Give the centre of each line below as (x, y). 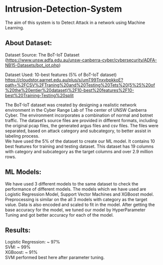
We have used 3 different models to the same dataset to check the (72, 183)
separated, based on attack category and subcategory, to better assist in (78, 131)
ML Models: (23, 172)
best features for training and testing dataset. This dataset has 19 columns (80, 146)
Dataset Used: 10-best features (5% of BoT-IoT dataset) (61, 75)
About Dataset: (28, 43)
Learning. (15, 27)
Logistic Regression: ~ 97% (33, 242)
